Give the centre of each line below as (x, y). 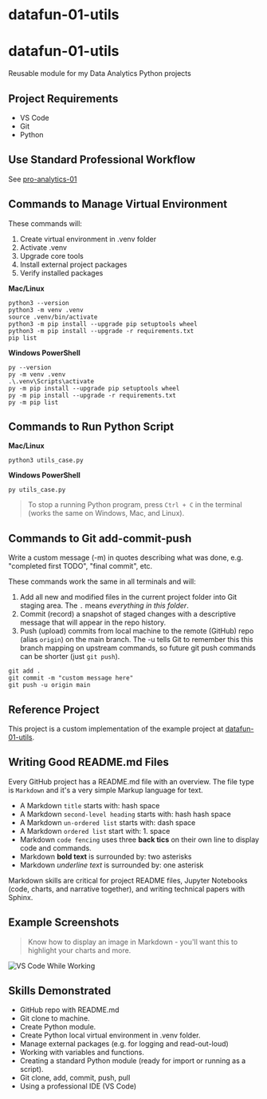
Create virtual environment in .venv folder (88, 239)
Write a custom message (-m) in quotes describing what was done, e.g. (126, 557)
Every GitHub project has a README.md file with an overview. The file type (132, 781)
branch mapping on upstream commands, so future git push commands (138, 648)
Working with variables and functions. (82, 1053)
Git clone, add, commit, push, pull (75, 1078)
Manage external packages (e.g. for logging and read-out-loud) (124, 1044)
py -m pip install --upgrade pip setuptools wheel (94, 388)
